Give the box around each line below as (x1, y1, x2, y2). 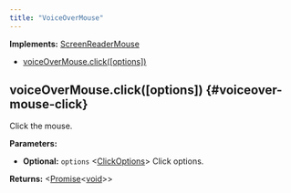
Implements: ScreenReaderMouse (9, 38, 140, 49)
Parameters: (9, 138, 57, 149)
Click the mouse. (9, 120, 73, 132)
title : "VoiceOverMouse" (9, 13, 104, 23)
